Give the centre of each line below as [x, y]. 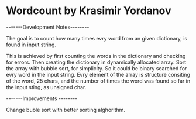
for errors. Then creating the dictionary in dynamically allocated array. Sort [96, 62]
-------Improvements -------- [42, 98]
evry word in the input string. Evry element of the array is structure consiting [98, 74]
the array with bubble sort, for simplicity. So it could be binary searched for [97, 68]
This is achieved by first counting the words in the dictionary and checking [96, 56]
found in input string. [31, 45]
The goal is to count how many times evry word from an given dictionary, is [97, 38]
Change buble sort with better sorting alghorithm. [66, 110]
